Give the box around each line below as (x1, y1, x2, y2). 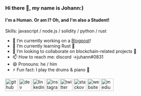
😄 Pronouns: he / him (12, 61, 57, 67)
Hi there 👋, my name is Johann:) (5, 4, 84, 11)
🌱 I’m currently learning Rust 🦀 (12, 43, 75, 49)
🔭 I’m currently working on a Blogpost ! (12, 37, 91, 44)
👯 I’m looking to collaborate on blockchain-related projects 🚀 (12, 48, 137, 54)
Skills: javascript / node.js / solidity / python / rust (5, 28, 107, 34)
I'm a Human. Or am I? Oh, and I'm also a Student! (5, 17, 110, 23)
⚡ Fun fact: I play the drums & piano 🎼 (12, 67, 90, 73)
